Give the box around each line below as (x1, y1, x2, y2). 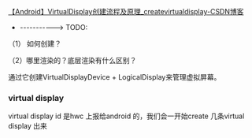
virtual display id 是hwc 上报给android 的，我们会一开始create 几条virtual (8, 111, 245, 121)
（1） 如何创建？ (8, 39, 61, 48)
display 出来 (8, 121, 47, 131)
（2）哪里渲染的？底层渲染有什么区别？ (8, 56, 137, 65)
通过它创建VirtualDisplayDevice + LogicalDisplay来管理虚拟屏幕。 (8, 73, 221, 81)
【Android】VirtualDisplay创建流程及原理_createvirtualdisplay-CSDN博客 (8, 7, 244, 16)
